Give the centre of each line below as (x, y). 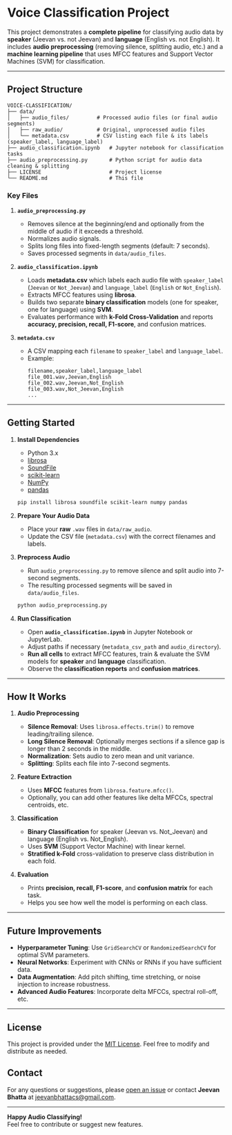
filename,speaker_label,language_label (85, 371)
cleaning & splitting (38, 166)
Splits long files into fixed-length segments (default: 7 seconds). (119, 246)
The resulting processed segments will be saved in (100, 585)
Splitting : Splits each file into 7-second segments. (99, 764)
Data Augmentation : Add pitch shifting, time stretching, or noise (109, 977)
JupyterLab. (45, 639)
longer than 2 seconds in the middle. (80, 749)
